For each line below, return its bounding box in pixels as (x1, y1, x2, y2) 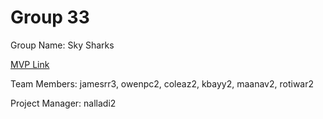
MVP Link (10, 58, 50, 70)
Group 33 (10, 6, 90, 29)
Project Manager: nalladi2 (10, 97, 117, 109)
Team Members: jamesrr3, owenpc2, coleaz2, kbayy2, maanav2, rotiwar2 (10, 77, 315, 90)
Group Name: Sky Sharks (10, 39, 115, 51)
